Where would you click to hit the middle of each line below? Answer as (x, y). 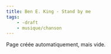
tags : (13, 17)
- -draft (27, 22)
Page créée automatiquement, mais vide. (56, 45)
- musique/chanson (39, 28)
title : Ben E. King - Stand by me (49, 11)
